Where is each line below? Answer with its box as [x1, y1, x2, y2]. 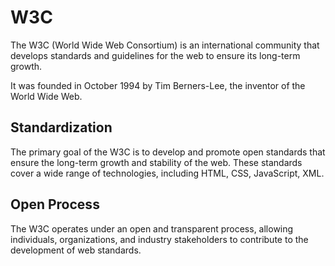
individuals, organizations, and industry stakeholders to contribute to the [10, 233, 309, 245]
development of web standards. [10, 244, 142, 256]
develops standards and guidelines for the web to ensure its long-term [10, 49, 301, 61]
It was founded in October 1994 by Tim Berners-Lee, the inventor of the [10, 79, 306, 91]
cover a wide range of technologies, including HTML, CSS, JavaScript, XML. [10, 167, 325, 179]
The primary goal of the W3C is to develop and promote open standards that [10, 146, 326, 158]
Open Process [10, 196, 100, 213]
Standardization [10, 119, 113, 136]
